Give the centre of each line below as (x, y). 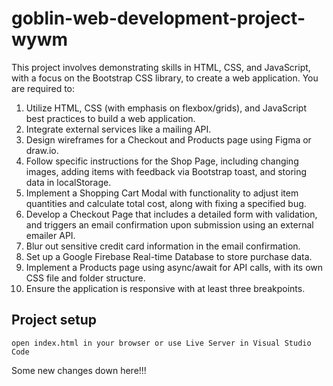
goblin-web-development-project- (158, 18)
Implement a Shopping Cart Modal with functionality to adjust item (162, 193)
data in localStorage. (68, 182)
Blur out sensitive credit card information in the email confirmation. (163, 246)
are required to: (43, 88)
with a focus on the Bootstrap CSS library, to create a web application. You (165, 78)
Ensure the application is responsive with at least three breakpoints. (165, 288)
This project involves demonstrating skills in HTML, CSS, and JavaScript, (161, 67)
